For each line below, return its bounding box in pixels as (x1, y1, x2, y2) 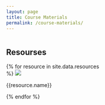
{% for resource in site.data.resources (6, 63, 100, 70)
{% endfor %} (6, 93, 40, 100)
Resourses (6, 47, 47, 57)
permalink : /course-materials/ (6, 20, 84, 26)
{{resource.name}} (6, 82, 52, 89)
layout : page (6, 8, 39, 15)
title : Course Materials (6, 14, 68, 20)
